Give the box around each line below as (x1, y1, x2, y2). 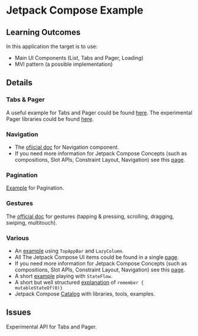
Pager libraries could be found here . (6, 115, 94, 122)
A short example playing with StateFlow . (14, 272, 112, 279)
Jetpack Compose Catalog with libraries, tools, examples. (14, 290, 155, 297)
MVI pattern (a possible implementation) (14, 60, 113, 68)
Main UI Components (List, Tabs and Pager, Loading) (14, 55, 144, 61)
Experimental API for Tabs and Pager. (6, 323, 98, 330)
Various (6, 233, 30, 242)
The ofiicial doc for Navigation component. (14, 143, 119, 151)
